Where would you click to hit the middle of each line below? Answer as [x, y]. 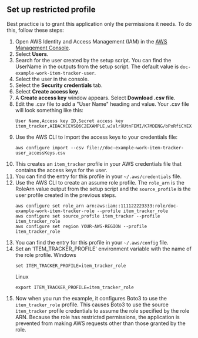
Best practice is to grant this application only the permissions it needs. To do [99, 24]
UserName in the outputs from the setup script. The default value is [97, 66]
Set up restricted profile [51, 10]
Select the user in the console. [52, 79]
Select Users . [32, 54]
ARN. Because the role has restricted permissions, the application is [97, 317]
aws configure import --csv [49, 148]
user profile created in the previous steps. [66, 195]
